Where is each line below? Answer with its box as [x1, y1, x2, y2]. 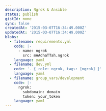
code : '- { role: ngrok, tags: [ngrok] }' [14, 67, 102, 72]
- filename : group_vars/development [9, 76, 84, 81]
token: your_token [23, 94, 60, 99]
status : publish [5, 12, 38, 17]
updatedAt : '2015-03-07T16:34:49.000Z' [5, 30, 87, 35]
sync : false [5, 21, 29, 26]
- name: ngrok [18, 48, 48, 53]
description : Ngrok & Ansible [5, 7, 67, 12]
